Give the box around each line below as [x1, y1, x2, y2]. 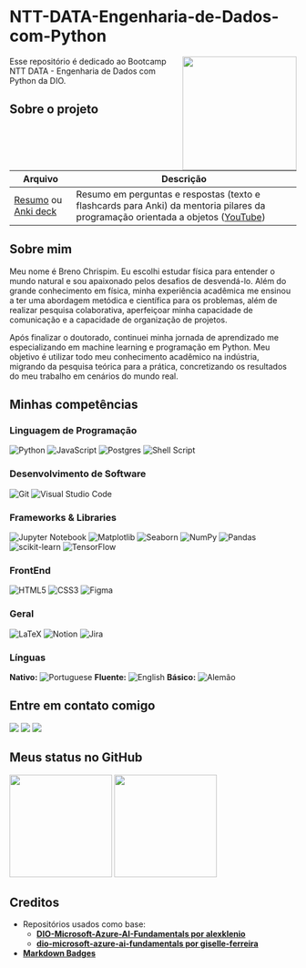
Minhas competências [9, 397, 138, 413]
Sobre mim [9, 241, 73, 257]
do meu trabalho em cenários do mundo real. [9, 371, 179, 382]
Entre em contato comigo [9, 698, 156, 714]
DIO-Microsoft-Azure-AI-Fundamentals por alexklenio [36, 929, 246, 940]
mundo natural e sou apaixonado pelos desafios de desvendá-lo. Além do [9, 275, 287, 286]
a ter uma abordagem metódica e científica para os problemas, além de [9, 294, 278, 306]
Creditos [9, 894, 60, 910]
